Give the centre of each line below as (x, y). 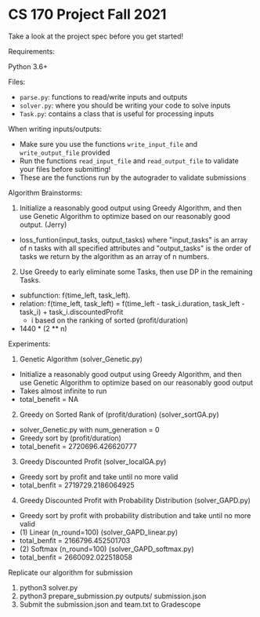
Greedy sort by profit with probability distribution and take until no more (135, 515)
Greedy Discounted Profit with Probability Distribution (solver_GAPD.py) (135, 500)
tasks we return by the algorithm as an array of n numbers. (114, 256)
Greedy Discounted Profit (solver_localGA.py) (93, 462)
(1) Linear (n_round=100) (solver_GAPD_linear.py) (99, 532)
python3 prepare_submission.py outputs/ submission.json (113, 596)
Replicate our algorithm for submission (70, 572)
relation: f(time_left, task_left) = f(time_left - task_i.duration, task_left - (132, 303)
